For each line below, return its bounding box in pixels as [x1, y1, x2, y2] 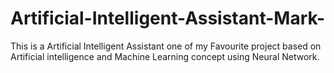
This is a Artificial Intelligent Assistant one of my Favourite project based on [10, 40, 322, 52]
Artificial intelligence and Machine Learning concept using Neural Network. [10, 50, 320, 62]
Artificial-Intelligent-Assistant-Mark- [10, 7, 326, 30]
